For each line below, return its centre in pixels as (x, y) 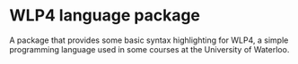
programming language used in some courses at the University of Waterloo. (149, 49)
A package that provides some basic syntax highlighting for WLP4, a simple (149, 40)
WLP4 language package (105, 16)
